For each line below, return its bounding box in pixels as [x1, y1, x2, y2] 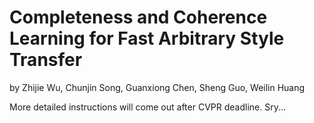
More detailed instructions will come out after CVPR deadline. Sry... [9, 101, 286, 113]
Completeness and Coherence [9, 6, 268, 29]
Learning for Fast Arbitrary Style [9, 27, 285, 50]
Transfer [9, 49, 83, 71]
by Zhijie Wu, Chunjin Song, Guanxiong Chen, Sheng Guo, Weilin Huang [9, 81, 306, 93]
